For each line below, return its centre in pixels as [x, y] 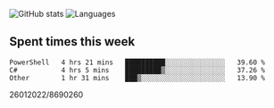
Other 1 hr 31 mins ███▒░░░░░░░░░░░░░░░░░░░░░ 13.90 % [137, 78]
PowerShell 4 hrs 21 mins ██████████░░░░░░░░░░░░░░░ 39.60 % [137, 62]
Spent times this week [72, 42]
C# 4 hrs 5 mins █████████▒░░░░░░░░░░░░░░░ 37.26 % [137, 70]
